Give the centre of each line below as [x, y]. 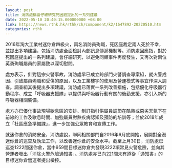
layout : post [19, 10]
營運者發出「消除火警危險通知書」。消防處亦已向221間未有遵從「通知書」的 [84, 154]
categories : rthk [24, 29]
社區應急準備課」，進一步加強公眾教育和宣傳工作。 [67, 124]
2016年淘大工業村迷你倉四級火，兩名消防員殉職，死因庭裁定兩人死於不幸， [84, 45]
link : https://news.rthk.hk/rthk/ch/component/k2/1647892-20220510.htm [83, 24]
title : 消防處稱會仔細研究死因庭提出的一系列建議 [51, 15]
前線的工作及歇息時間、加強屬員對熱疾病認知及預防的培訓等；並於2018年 [82, 117]
